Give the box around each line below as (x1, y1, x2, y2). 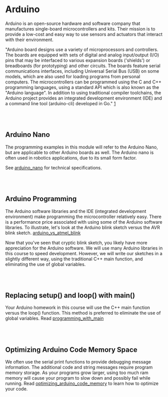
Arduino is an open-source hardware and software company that (5, 20, 141, 26)
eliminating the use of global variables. (5, 261, 86, 267)
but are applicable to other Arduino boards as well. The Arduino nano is (5, 149, 154, 156)
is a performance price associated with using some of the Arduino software (5, 219, 163, 225)
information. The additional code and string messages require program (5, 364, 153, 371)
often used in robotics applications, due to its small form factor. (5, 155, 137, 161)
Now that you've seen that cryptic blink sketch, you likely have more (5, 239, 148, 246)
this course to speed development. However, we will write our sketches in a (5, 250, 163, 256)
